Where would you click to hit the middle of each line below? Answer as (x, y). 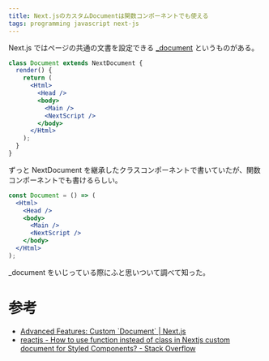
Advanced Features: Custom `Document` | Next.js (103, 331)
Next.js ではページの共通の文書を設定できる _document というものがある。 (134, 47)
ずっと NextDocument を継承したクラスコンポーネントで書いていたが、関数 (134, 170)
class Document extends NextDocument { (76, 63)
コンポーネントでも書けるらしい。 (65, 180)
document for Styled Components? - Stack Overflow (108, 348)
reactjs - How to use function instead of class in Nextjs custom (125, 340)
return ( (38, 78)
